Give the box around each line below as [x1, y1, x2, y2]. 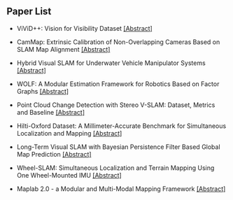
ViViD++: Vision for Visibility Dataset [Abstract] [16, 24, 153, 32]
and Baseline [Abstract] [16, 108, 85, 116]
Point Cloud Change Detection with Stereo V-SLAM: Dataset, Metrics [16, 101, 216, 109]
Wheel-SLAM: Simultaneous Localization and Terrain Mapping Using [16, 164, 215, 172]
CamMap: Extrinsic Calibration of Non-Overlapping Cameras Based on [16, 38, 220, 46]
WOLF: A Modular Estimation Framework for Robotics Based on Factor [16, 80, 220, 88]
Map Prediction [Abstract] [16, 150, 92, 158]
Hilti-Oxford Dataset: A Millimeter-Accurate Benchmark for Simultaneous [16, 122, 227, 130]
